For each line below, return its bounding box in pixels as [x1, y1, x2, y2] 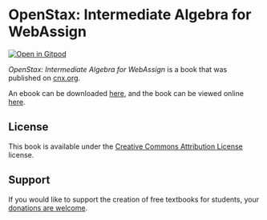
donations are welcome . [8, 202, 88, 213]
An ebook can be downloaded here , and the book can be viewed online [8, 88, 245, 98]
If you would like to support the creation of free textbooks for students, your [8, 194, 259, 204]
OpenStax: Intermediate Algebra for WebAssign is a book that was [8, 64, 228, 74]
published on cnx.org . [8, 73, 81, 82]
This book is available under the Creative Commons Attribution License [8, 142, 243, 151]
